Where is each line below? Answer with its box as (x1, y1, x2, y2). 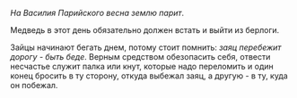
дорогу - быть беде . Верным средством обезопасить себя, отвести (10, 52, 271, 61)
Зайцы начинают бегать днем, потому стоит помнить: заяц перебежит (10, 42, 282, 53)
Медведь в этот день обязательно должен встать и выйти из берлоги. (10, 25, 280, 35)
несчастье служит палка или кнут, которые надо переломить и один (10, 61, 275, 71)
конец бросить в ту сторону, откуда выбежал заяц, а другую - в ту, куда (10, 70, 288, 81)
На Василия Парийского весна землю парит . (10, 8, 185, 18)
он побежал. (10, 80, 58, 90)
